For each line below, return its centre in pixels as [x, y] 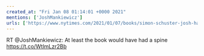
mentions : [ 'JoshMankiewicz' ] [45, 17]
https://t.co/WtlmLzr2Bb [36, 46]
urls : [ [16, 23]
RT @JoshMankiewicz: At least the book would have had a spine [87, 40]
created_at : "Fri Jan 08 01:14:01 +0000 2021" [66, 12]
